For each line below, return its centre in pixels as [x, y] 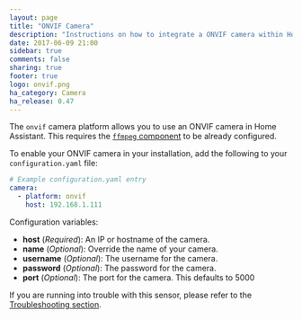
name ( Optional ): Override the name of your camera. [120, 249]
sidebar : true [36, 51]
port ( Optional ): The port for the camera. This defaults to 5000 [138, 277]
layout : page [34, 18]
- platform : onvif [52, 197]
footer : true [34, 76]
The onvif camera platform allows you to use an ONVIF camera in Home [143, 127]
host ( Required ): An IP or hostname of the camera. [116, 239]
